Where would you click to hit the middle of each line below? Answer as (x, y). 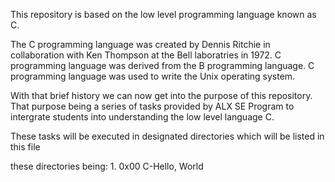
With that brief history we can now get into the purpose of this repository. (161, 95)
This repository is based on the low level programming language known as (163, 14)
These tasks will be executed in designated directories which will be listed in (167, 136)
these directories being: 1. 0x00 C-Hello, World (107, 166)
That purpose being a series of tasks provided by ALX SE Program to (152, 106)
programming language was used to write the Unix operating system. (153, 76)
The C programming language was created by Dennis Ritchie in (140, 44)
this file (25, 147)
